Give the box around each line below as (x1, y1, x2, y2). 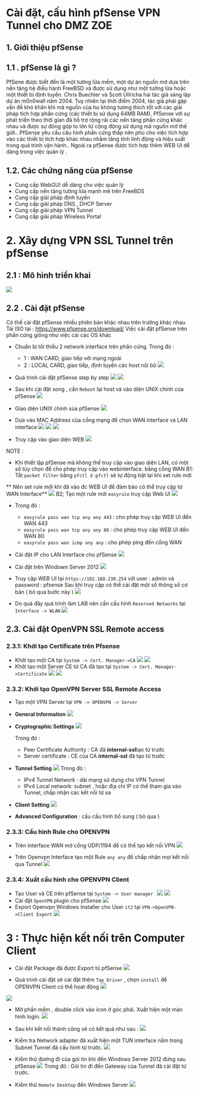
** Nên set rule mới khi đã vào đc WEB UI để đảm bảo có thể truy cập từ (6, 483, 183, 490)
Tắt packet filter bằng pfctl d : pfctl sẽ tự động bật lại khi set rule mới (14, 472, 192, 479)
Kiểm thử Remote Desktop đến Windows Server (14, 1081, 129, 1088)
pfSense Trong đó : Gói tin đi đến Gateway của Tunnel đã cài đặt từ (14, 1062, 187, 1070)
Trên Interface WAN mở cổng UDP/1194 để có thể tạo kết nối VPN (14, 842, 175, 849)
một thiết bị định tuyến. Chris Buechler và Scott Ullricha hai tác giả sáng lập (6, 91, 191, 98)
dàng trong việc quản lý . (6, 148, 67, 155)
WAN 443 (23, 520, 48, 527)
